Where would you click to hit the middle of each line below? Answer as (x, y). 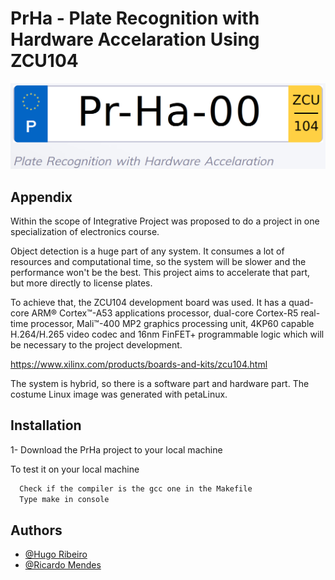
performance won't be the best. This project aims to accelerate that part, (160, 273)
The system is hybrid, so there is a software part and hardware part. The (160, 384)
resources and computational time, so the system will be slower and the (158, 262)
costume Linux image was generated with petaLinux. (119, 394)
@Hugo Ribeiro (56, 554)
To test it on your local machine (75, 469)
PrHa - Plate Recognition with (135, 18)
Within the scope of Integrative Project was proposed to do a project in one (165, 221)
